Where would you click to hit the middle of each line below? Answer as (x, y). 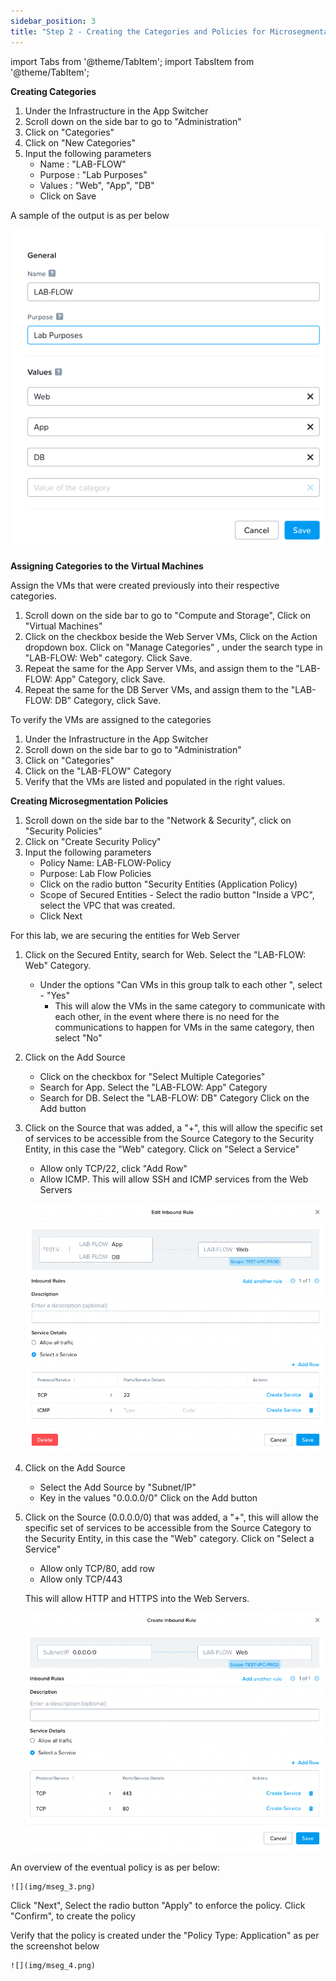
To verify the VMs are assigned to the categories (111, 719)
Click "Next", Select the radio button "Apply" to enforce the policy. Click (158, 1906)
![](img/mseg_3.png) (53, 1887)
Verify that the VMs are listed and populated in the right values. (155, 781)
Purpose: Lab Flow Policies (95, 873)
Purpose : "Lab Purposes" (93, 174)
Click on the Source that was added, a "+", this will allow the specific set (173, 1127)
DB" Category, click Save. (108, 700)
